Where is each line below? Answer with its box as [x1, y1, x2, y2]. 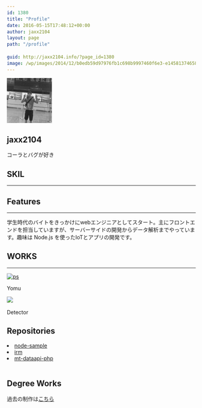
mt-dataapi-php [14, 355, 53, 362]
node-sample [14, 342, 47, 349]
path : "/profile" [7, 41, 50, 47]
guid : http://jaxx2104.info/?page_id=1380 [7, 54, 114, 60]
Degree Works [7, 379, 62, 389]
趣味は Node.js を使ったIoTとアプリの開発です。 [16, 234, 135, 241]
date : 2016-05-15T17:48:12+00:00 [7, 22, 91, 28]
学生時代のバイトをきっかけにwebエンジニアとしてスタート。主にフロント [7, 219, 191, 226]
